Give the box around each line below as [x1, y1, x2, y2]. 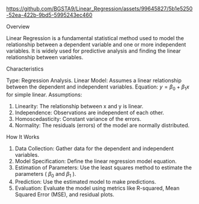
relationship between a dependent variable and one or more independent [6, 41, 186, 48]
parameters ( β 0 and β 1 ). [14, 170, 76, 179]
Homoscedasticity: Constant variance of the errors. [14, 115, 142, 122]
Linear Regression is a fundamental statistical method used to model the [6, 35, 184, 41]
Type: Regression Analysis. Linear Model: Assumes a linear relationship [6, 77, 182, 84]
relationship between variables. [6, 54, 84, 60]
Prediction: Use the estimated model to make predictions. [14, 178, 157, 185]
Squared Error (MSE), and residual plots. [14, 191, 115, 198]
